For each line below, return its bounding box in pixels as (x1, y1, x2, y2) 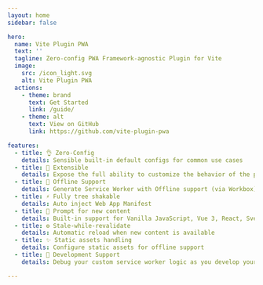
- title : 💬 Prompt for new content (14, 207, 131, 215)
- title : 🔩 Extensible (14, 164, 89, 171)
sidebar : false (7, 19, 57, 27)
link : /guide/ (27, 106, 75, 114)
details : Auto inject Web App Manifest (21, 200, 152, 207)
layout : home (7, 11, 50, 20)
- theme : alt (21, 113, 64, 121)
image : (14, 62, 36, 70)
